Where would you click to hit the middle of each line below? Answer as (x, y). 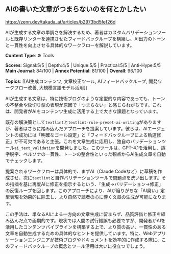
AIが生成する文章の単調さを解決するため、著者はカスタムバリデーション (81, 32)
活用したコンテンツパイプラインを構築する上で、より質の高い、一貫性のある (86, 227)
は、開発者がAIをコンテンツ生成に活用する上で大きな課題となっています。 (83, 111)
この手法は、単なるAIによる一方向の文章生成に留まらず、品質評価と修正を (83, 214)
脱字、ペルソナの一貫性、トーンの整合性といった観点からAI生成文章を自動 (88, 154)
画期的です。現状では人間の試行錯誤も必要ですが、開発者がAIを (99, 220)
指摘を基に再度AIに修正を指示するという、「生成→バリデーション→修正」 (86, 184)
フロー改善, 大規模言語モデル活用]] (51, 87)
